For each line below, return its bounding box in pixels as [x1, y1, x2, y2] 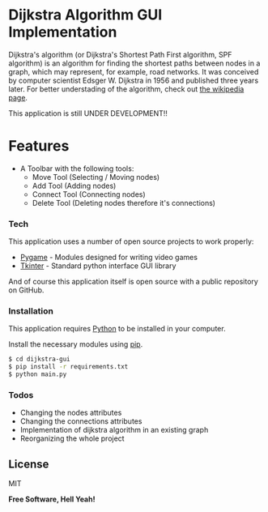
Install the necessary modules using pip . [8, 339, 143, 349]
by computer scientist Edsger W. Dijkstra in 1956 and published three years [8, 75, 259, 85]
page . [8, 92, 28, 102]
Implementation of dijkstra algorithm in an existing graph [19, 425, 209, 435]
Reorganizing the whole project [19, 433, 125, 443]
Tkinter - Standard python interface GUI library [19, 261, 177, 271]
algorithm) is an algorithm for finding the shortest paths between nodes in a [8, 58, 261, 68]
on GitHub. [8, 285, 45, 295]
